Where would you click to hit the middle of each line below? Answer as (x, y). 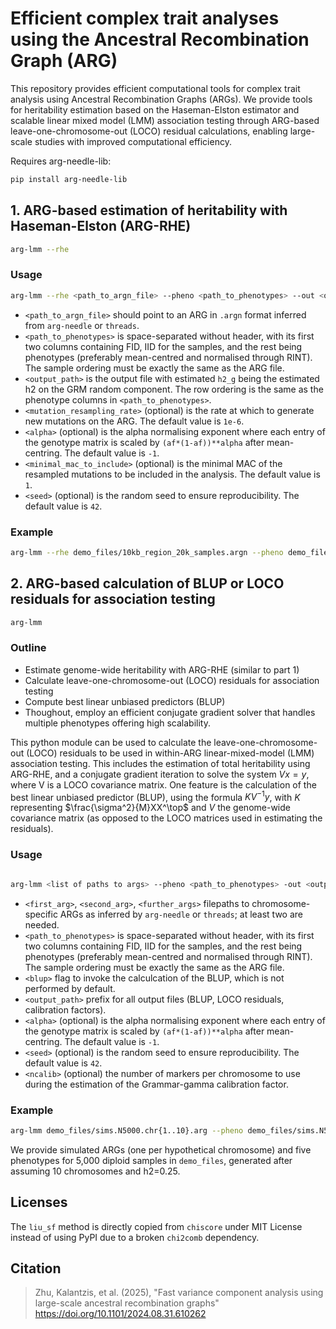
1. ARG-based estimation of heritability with (149, 210)
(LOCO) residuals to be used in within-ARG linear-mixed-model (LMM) (170, 753)
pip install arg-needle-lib (69, 179)
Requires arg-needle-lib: (61, 161)
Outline (28, 648)
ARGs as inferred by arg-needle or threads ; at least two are (181, 914)
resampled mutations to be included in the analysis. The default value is (172, 474)
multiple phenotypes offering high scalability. (117, 723)
